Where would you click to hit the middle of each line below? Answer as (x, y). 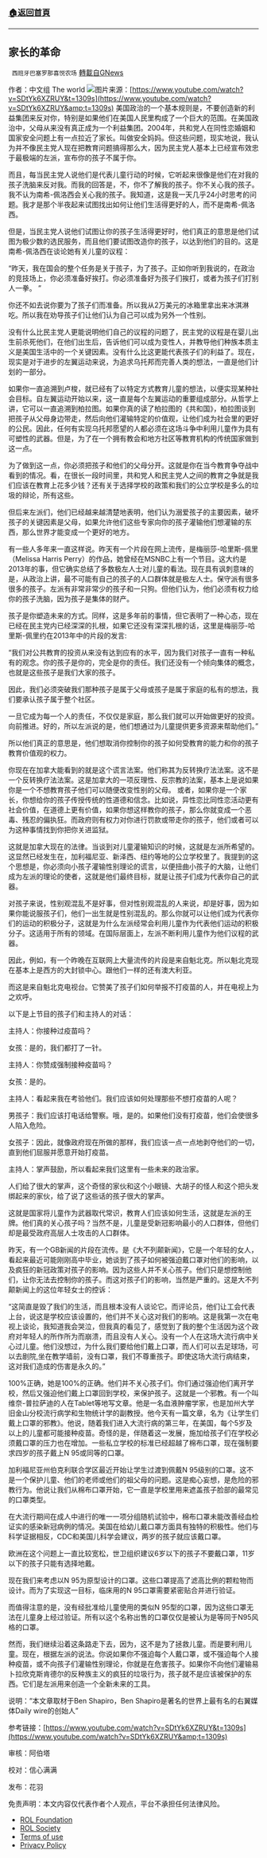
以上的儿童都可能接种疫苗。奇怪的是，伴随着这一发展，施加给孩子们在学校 (130, 1433)
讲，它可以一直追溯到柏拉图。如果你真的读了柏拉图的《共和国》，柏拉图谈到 (132, 409)
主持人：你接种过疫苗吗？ (50, 1031)
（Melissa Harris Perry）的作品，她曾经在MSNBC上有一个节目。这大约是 (128, 559)
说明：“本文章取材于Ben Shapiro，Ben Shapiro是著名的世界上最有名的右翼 (130, 1701)
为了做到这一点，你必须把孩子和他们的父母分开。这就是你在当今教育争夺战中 (133, 465)
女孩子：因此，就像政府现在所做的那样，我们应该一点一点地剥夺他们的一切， (133, 1142)
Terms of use (41, 1836)
